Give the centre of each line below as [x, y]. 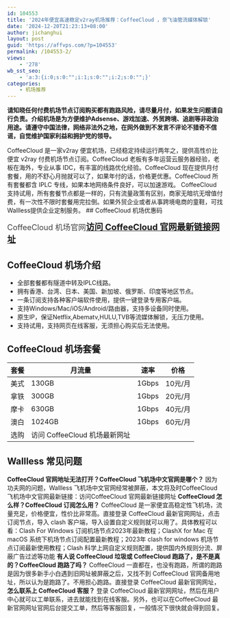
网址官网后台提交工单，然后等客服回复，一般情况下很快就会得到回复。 [124, 608]
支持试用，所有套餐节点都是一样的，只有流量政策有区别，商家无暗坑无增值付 [115, 193]
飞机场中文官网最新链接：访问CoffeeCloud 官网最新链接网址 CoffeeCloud [111, 496]
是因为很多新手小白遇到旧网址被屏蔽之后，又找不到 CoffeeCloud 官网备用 [111, 573]
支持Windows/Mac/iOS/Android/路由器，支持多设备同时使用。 [105, 308]
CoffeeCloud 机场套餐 [54, 349]
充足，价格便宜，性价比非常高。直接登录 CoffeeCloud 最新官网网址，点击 [116, 513]
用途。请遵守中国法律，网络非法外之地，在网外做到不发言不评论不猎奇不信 [112, 127]
